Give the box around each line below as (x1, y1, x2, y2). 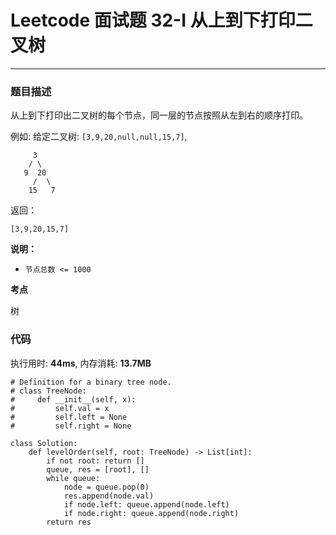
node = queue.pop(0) (63, 482, 150, 492)
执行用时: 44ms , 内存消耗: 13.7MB (10, 357, 152, 369)
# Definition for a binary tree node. (10, 377, 172, 387)
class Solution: (10, 438, 78, 448)
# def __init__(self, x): (10, 394, 137, 405)
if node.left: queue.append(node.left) (63, 499, 230, 510)
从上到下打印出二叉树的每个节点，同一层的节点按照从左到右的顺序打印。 (10, 109, 308, 121)
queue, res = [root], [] (46, 464, 150, 475)
